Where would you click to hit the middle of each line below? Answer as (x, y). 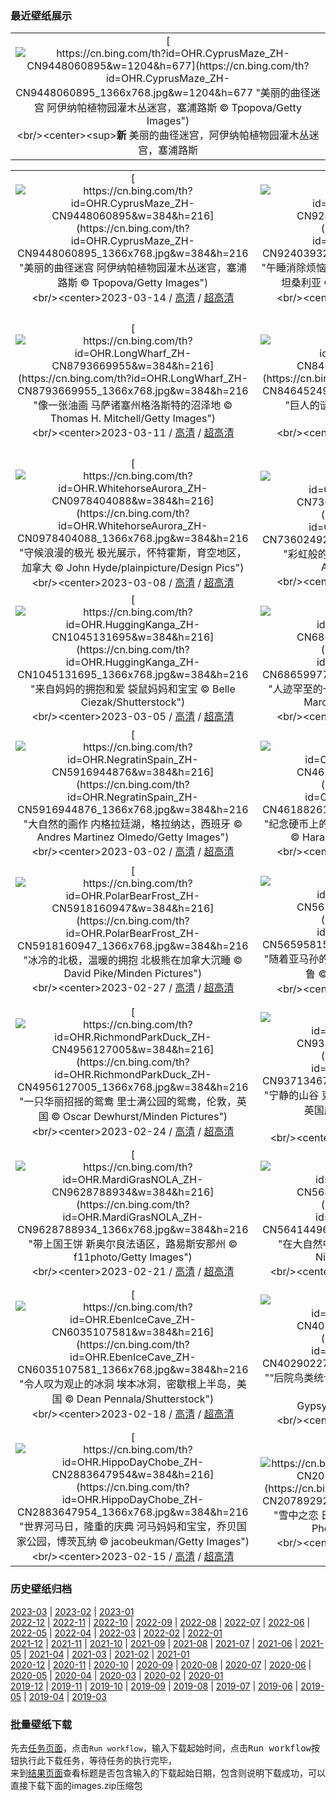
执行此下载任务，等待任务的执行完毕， (97, 1760)
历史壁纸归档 (41, 1589)
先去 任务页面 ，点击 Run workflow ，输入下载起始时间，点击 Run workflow (161, 1748)
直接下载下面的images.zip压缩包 (76, 1785)
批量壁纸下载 (41, 1724)
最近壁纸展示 (41, 15)
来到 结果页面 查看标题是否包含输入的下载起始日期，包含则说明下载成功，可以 (168, 1773)
